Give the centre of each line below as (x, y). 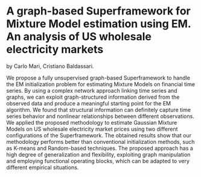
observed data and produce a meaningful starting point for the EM (88, 103)
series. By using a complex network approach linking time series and (92, 90)
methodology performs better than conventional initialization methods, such (101, 141)
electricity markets (55, 50)
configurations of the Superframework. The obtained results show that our (99, 135)
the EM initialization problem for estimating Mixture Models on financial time (101, 84)
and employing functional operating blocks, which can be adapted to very (98, 161)
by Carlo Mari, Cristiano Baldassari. (50, 66)
